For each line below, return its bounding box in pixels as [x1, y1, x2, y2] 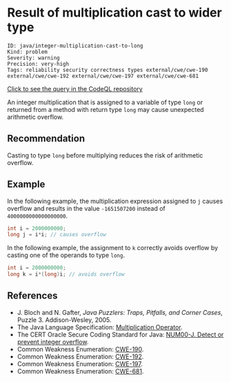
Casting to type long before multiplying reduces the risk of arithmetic [7, 151, 203, 160]
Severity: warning [7, 54, 60, 61]
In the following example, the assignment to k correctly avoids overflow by [7, 244, 219, 252]
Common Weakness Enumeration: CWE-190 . [17, 345, 144, 353]
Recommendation [7, 133, 85, 144]
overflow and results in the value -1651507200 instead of [7, 204, 165, 212]
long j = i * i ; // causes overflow [7, 231, 107, 238]
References [7, 290, 58, 302]
